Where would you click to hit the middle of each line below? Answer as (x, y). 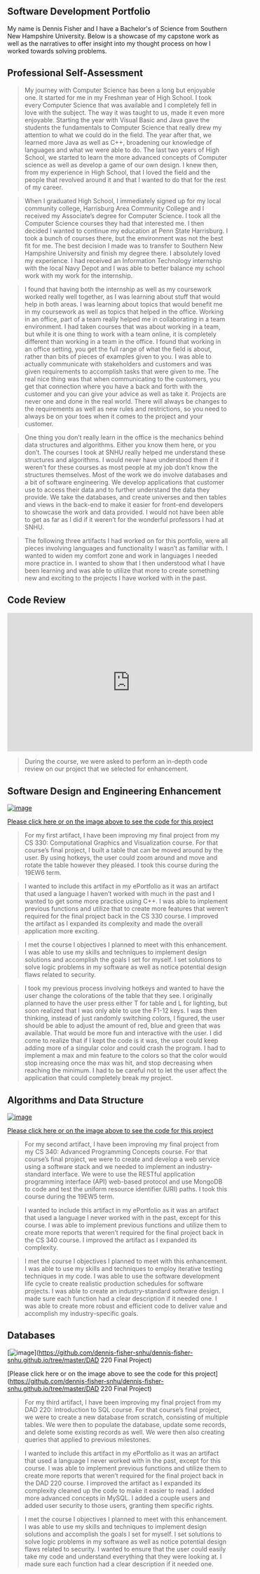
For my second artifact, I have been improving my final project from (122, 1144)
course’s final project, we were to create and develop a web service (122, 1159)
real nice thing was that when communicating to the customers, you (122, 378)
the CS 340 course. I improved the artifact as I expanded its (111, 1240)
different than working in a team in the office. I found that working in (123, 341)
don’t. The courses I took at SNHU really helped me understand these (125, 452)
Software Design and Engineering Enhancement (114, 791)
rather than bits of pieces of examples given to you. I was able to (118, 356)
